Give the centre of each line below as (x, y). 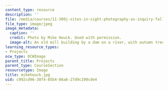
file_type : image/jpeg (29, 24)
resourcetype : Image (27, 70)
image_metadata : (22, 28)
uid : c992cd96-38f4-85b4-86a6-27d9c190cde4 (51, 79)
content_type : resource (30, 10)
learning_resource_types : (32, 47)
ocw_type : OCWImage (25, 56)
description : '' (22, 14)
